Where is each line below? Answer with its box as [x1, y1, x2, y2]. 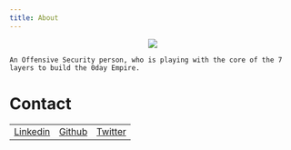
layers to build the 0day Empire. [9, 63, 141, 73]
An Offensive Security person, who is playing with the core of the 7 [9, 55, 283, 65]
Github [58, 125, 88, 137]
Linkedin [14, 125, 51, 137]
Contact [9, 93, 72, 114]
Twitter [96, 125, 126, 137]
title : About [9, 13, 59, 23]
